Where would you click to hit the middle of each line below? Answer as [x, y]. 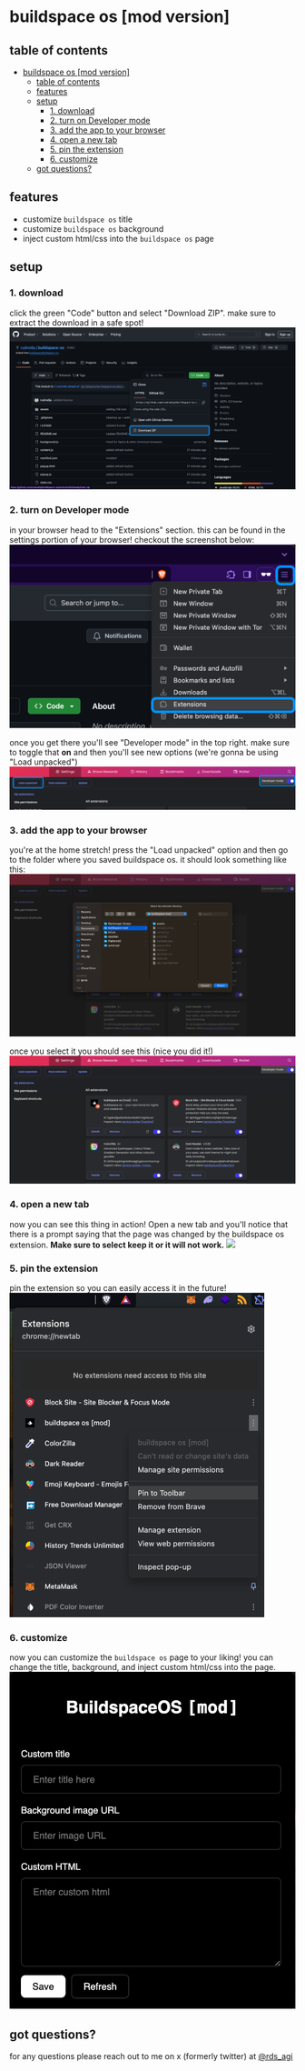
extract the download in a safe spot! [77, 322]
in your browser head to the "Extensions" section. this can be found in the [148, 530]
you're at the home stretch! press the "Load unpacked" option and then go [149, 850]
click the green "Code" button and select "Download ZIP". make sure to [143, 313]
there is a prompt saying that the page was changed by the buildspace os [147, 1234]
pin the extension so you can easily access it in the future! [118, 1287]
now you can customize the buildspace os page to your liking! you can [142, 1657]
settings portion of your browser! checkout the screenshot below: [132, 539]
